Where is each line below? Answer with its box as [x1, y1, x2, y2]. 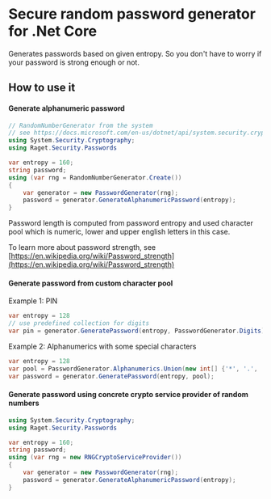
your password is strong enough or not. [8, 57, 140, 67]
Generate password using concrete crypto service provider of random [8, 390, 248, 400]
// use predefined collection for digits [8, 319, 150, 328]
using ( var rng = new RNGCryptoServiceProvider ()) [8, 454, 182, 462]
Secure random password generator [8, 5, 256, 23]
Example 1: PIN [8, 296, 58, 306]
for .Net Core [8, 22, 98, 40]
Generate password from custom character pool [8, 278, 173, 288]
